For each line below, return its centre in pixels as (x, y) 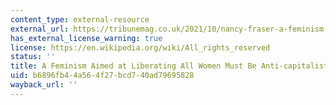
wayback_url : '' (44, 85)
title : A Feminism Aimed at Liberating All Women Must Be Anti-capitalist (169, 66)
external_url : (40, 29)
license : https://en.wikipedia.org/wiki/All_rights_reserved (140, 47)
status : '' (33, 57)
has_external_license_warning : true (86, 38)
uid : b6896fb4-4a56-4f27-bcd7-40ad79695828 (102, 76)
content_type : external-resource (80, 19)
